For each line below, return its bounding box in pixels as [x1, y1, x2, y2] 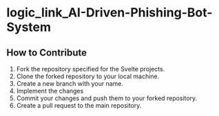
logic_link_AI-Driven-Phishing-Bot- [6, 5, 213, 21]
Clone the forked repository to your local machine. [16, 72, 160, 80]
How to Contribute [6, 47, 87, 58]
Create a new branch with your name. [16, 80, 124, 87]
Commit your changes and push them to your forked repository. [16, 94, 198, 102]
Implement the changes [16, 87, 84, 95]
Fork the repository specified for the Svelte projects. [16, 65, 165, 73]
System [6, 19, 52, 35]
